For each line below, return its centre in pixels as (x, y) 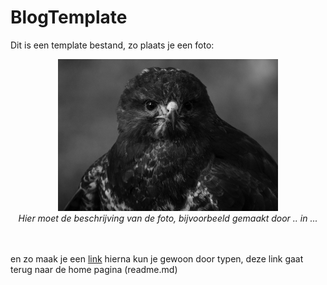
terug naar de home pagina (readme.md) (94, 269)
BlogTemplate (69, 17)
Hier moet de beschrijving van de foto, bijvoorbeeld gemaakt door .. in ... (168, 218)
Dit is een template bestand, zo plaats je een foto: (112, 45)
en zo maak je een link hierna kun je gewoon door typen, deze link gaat (157, 258)
